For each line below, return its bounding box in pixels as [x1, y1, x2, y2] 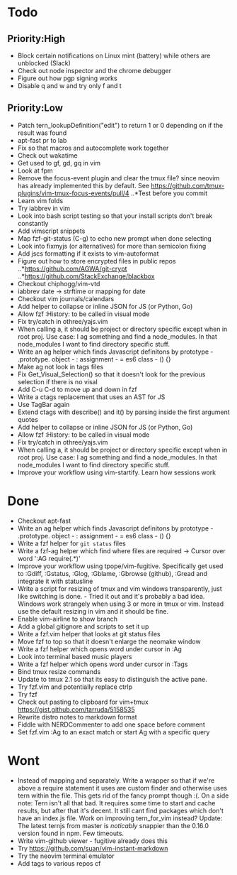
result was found [17, 129, 67, 137]
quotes [17, 415, 39, 423]
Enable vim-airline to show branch [17, 614, 118, 623]
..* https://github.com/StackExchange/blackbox [17, 271, 155, 281]
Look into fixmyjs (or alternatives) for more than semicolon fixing [17, 241, 207, 250]
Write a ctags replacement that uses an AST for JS [17, 392, 166, 401]
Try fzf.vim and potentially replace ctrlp [17, 683, 133, 691]
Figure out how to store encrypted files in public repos [17, 256, 176, 265]
